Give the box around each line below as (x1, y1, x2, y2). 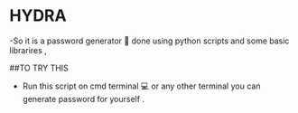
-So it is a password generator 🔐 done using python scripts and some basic (9, 35, 290, 46)
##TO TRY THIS (9, 62, 70, 73)
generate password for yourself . (22, 93, 145, 104)
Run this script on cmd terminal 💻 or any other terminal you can (22, 80, 261, 91)
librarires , (9, 44, 47, 55)
